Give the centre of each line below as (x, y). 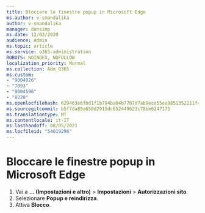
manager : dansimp (28, 29)
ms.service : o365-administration (49, 52)
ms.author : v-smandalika (38, 18)
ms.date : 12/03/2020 (33, 35)
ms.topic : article (30, 47)
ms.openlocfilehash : (33, 103)
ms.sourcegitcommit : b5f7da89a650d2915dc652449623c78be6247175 (88, 109)
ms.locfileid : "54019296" (39, 132)
